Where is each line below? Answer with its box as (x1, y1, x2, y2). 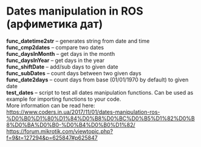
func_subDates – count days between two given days (6, 69, 141, 77)
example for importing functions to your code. (6, 95, 121, 103)
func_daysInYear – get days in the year (6, 56, 105, 64)
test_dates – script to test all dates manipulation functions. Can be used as (6, 89, 194, 96)
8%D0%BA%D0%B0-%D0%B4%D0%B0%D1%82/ (6, 121, 135, 128)
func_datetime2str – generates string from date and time (6, 37, 150, 44)
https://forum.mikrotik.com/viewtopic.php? (6, 128, 114, 135)
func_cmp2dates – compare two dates (6, 44, 104, 51)
